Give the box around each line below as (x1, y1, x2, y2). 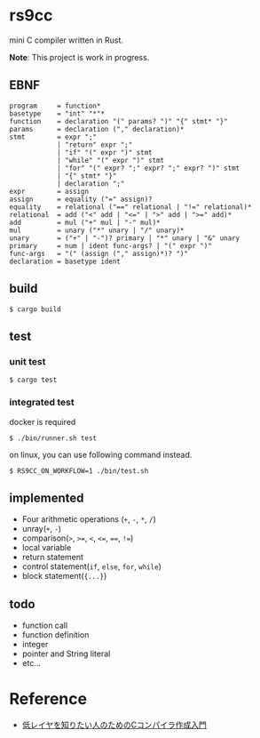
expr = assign (9, 187, 90, 196)
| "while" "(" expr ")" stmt (56, 156, 165, 164)
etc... (21, 658, 42, 669)
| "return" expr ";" (56, 140, 133, 149)
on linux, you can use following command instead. (9, 449, 193, 460)
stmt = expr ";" (9, 132, 98, 141)
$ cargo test (9, 375, 58, 385)
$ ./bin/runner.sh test (9, 433, 98, 443)
